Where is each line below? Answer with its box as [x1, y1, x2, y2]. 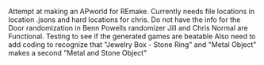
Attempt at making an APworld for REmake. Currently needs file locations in [8, 7, 255, 16]
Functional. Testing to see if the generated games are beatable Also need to [8, 31, 256, 41]
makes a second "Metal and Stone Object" [8, 49, 147, 57]
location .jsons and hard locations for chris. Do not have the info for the [8, 15, 241, 24]
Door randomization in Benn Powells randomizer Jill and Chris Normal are [8, 23, 248, 32]
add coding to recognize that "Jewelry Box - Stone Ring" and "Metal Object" [8, 40, 257, 49]
